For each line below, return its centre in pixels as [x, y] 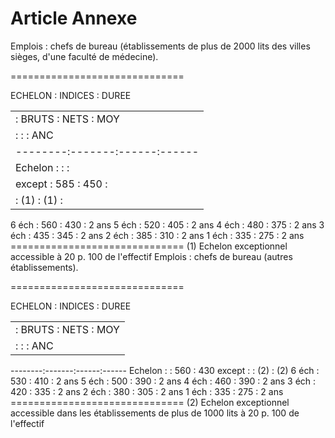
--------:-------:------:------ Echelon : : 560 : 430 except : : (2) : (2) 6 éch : [165, 370]
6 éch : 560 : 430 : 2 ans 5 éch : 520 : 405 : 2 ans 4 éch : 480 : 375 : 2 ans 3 [167, 224]
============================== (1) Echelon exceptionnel [149, 246]
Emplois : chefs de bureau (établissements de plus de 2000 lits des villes [160, 46]
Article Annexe [74, 18]
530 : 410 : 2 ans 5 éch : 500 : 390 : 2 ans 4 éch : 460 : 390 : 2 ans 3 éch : [163, 381]
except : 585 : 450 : [61, 184]
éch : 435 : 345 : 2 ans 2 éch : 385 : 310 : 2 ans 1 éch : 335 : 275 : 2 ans [157, 235]
